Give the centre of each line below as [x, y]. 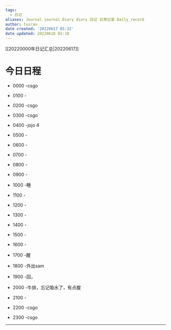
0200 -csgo [25, 105]
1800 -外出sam [28, 266]
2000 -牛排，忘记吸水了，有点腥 [47, 287]
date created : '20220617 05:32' [39, 29]
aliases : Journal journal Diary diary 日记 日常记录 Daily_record [75, 19]
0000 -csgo [25, 86]
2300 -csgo [25, 317]
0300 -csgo [25, 115]
